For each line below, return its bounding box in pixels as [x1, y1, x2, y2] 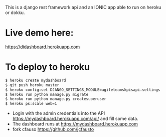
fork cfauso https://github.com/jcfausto [12, 126, 94, 132]
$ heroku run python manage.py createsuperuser [5, 96, 107, 102]
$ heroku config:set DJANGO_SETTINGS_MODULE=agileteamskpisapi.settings [5, 87, 160, 92]
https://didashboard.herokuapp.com [5, 44, 80, 50]
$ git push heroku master [5, 82, 59, 87]
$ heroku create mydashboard [5, 78, 66, 83]
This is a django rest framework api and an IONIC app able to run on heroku [5, 5, 161, 10]
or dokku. [5, 10, 25, 16]
